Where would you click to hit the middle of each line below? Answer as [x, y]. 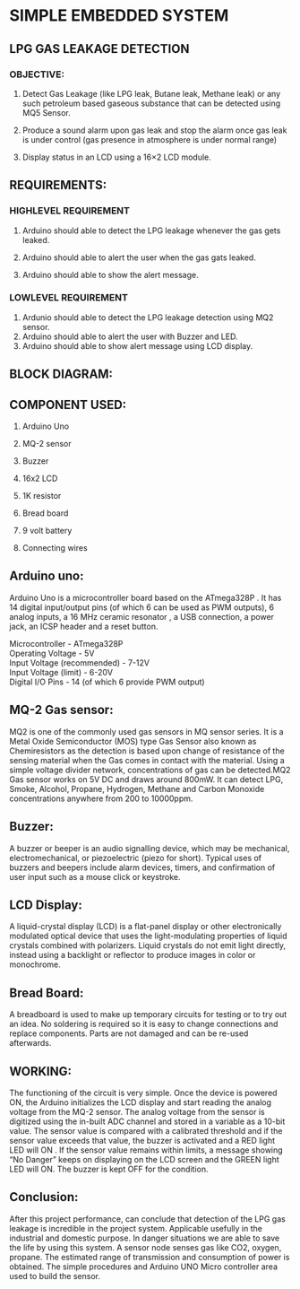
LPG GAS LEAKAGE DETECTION [99, 49]
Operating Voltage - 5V [52, 653]
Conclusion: [44, 1197]
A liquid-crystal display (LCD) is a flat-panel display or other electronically [146, 927]
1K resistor [42, 496]
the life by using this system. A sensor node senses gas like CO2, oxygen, [146, 1247]
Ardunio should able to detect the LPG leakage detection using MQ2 [148, 317]
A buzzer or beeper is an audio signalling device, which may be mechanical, [150, 848]
